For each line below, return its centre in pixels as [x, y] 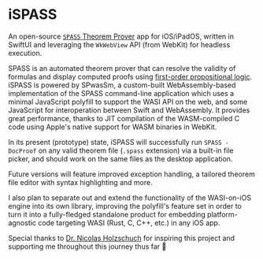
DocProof [22, 151]
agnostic [22, 223]
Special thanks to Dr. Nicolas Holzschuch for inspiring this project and [121, 238]
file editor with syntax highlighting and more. [80, 182]
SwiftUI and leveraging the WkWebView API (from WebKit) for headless [119, 44]
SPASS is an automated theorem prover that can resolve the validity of [122, 68]
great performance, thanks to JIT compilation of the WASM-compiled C [124, 118]
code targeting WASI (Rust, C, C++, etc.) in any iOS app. [129, 223]
